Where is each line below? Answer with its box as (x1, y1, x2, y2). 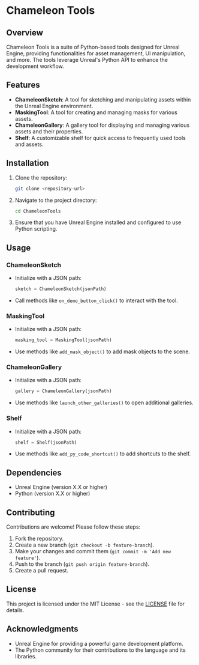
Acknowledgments (6, 624, 79, 634)
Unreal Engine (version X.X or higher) (14, 484, 108, 491)
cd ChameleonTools (14, 208, 61, 214)
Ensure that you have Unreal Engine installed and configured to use (14, 219, 182, 226)
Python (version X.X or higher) (14, 490, 91, 497)
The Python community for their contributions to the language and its (14, 646, 186, 654)
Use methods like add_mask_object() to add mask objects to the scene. (14, 348, 191, 355)
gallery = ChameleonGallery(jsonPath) (14, 388, 112, 394)
